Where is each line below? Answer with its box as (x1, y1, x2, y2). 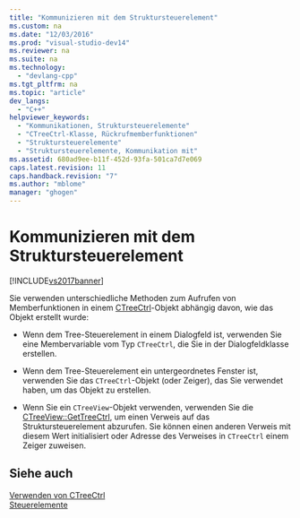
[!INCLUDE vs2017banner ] (9, 275, 105, 286)
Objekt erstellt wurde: (9, 311, 90, 323)
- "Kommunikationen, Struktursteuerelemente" (17, 122, 191, 131)
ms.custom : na (9, 22, 63, 30)
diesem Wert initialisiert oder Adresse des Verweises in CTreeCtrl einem (21, 430, 289, 441)
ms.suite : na (9, 55, 58, 64)
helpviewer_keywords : (9, 113, 90, 122)
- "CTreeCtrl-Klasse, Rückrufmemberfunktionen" (17, 130, 199, 139)
